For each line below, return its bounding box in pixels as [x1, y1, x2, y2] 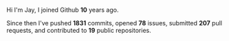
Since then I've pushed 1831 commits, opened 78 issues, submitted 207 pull [6, 19, 223, 27]
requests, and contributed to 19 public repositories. [6, 27, 152, 34]
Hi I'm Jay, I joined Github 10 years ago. [6, 6, 119, 14]
